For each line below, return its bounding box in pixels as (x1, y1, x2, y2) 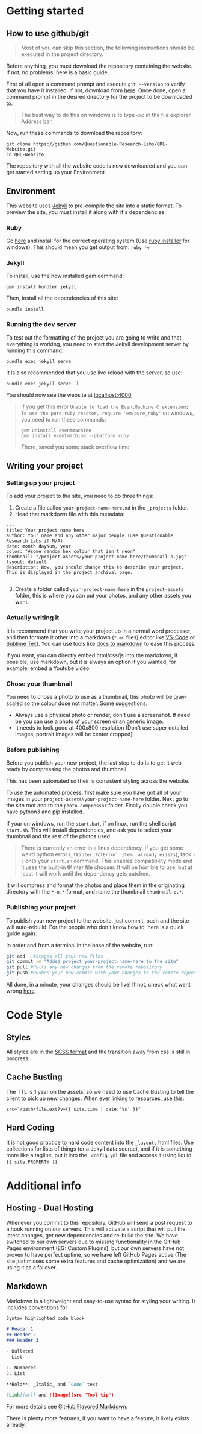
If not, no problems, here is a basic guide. (6, 69, 109, 76)
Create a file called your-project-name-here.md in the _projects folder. (14, 504, 189, 511)
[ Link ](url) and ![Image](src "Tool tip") (6, 1392, 114, 1398)
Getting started (6, 4, 84, 18)
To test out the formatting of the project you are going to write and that (6, 333, 182, 341)
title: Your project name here (6, 528, 85, 534)
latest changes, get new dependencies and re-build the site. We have (6, 1231, 179, 1239)
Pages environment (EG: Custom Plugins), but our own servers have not (6, 1244, 185, 1252)
